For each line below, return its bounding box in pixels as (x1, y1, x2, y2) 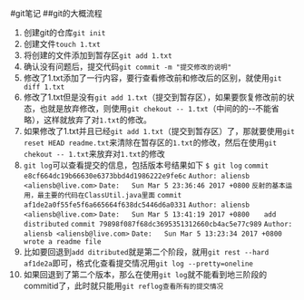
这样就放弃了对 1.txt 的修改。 (43, 114, 152, 125)
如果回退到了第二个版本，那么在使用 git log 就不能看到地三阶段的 (23, 269, 267, 279)
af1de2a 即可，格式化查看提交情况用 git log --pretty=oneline (23, 257, 253, 268)
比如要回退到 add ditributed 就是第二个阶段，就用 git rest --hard (23, 247, 270, 256)
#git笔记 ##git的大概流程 (10, 8, 103, 18)
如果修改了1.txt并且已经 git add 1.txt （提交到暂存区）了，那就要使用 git (23, 126, 296, 136)
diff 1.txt (23, 82, 65, 92)
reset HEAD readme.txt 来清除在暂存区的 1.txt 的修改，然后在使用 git (23, 137, 278, 148)
